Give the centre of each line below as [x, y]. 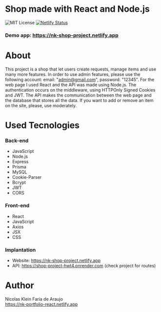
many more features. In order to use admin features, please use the [73, 74]
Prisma [19, 167]
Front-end [17, 206]
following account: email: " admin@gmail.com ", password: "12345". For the [80, 79]
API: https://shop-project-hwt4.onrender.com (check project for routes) [84, 265]
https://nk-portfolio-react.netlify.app [41, 304]
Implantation [20, 250]
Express [20, 162]
